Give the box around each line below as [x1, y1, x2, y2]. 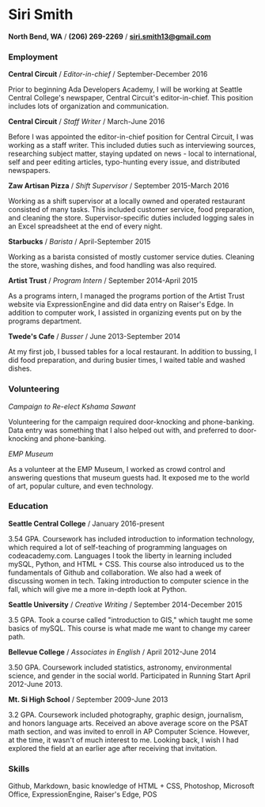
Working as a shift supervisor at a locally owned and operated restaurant [8, 196, 245, 206]
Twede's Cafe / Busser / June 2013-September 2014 [8, 332, 181, 341]
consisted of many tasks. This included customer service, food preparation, [8, 205, 255, 214]
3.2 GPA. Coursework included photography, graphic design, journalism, [8, 710, 244, 719]
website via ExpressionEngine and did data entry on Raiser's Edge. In [8, 300, 234, 309]
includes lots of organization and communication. [8, 101, 169, 111]
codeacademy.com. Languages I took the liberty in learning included [8, 551, 232, 560]
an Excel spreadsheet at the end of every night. [8, 221, 163, 231]
